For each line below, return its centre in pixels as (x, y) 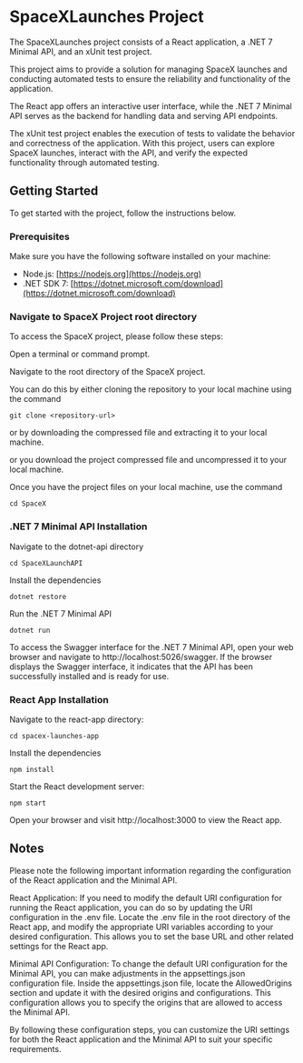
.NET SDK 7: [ (48, 284)
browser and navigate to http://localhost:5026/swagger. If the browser (141, 657)
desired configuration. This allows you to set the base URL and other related (151, 936)
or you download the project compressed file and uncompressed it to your (148, 460)
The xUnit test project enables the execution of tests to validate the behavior (152, 133)
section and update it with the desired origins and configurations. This (141, 992)
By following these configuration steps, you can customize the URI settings (150, 1029)
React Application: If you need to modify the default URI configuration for (146, 898)
